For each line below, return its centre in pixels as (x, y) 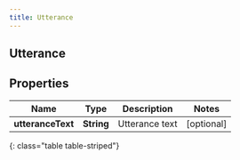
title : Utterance (41, 17)
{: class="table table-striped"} (64, 145)
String (96, 124)
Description (148, 108)
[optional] (207, 124)
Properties (39, 84)
